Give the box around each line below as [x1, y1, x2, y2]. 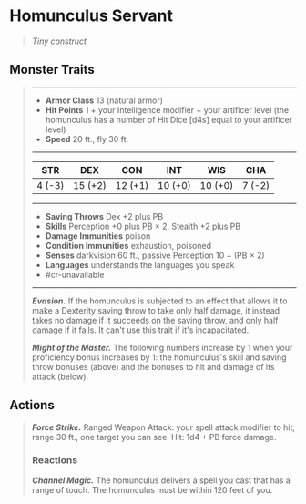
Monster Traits [9, 62, 96, 77]
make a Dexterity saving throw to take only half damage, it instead [31, 304, 280, 315]
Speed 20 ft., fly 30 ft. [45, 133, 129, 144]
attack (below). [31, 371, 89, 382]
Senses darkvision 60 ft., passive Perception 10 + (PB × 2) [45, 250, 266, 261]
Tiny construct [31, 36, 87, 46]
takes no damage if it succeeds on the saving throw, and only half [31, 314, 279, 325]
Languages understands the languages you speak [45, 259, 235, 270]
